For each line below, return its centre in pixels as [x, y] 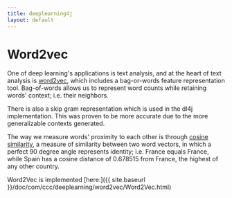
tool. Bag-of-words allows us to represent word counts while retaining [107, 88]
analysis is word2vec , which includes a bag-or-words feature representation [116, 81]
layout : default [30, 20]
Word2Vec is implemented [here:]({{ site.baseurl [76, 180]
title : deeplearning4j [40, 13]
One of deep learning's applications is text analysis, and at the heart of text [114, 73]
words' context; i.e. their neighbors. [58, 96]
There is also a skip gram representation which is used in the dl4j [100, 109]
